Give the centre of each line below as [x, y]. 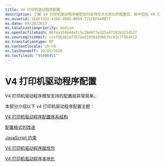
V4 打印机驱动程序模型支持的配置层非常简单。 [52, 96]
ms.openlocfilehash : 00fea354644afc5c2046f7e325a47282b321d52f [71, 33]
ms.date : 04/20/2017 [26, 23]
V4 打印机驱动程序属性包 [30, 148]
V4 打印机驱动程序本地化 [30, 159]
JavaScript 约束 [21, 138]
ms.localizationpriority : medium [39, 28]
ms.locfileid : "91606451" [31, 55]
